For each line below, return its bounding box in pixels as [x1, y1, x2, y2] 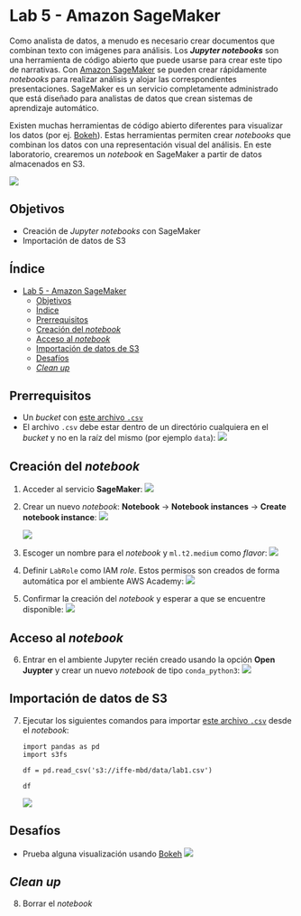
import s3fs [22, 750, 68, 759]
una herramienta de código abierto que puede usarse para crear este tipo [9, 54, 283, 65]
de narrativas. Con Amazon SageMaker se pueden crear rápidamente [9, 64, 268, 75]
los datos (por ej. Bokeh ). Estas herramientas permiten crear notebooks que [9, 129, 291, 140]
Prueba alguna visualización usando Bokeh [22, 848, 183, 859]
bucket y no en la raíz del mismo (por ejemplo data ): [22, 433, 216, 444]
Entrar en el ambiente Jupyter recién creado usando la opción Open [22, 654, 276, 665]
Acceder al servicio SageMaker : [22, 484, 143, 495]
